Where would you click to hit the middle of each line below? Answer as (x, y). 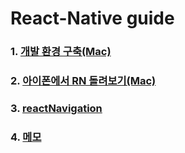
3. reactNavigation (56, 108)
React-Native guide (92, 18)
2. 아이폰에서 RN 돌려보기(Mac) (83, 81)
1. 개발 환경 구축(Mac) (61, 52)
